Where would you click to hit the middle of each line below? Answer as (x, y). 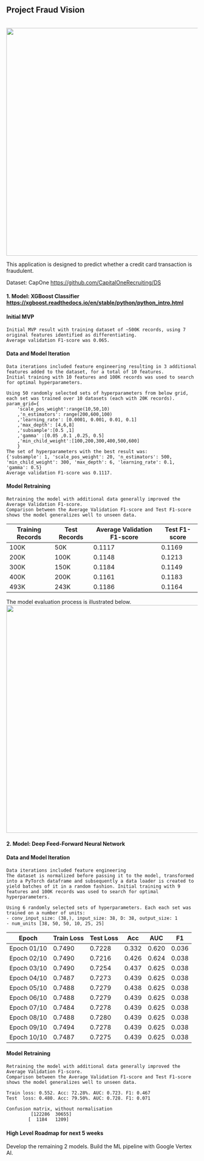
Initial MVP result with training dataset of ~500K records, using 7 (96, 330)
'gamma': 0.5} (24, 467)
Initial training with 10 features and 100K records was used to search (100, 377)
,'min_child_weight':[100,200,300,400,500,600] (78, 441)
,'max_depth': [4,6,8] (46, 425)
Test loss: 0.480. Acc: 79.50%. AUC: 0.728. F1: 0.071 (78, 1098)
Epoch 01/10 (28, 948)
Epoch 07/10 (28, 1007)
